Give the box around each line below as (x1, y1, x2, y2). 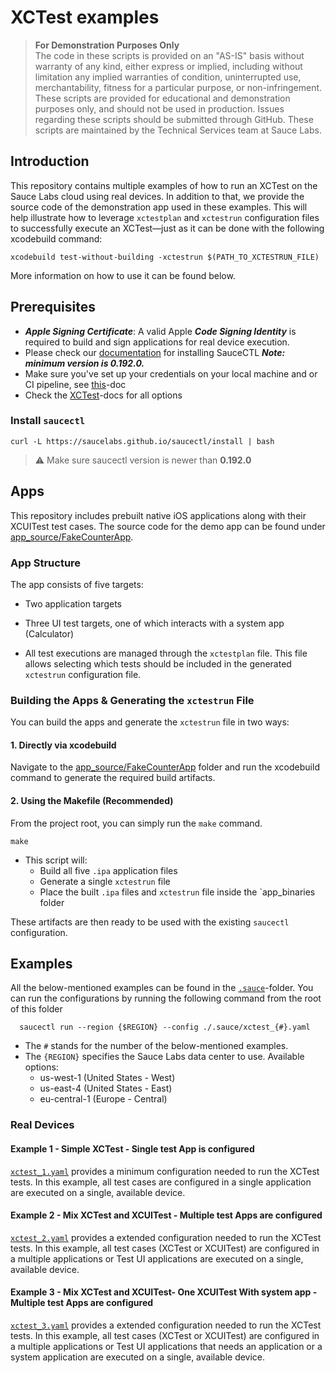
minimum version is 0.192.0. (24, 357, 145, 369)
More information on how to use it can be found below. (10, 269, 236, 281)
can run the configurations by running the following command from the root (10, 992, 322, 1005)
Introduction (10, 153, 90, 170)
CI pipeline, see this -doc (24, 378, 127, 390)
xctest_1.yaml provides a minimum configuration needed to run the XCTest (10, 1165, 320, 1177)
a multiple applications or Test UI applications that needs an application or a (10, 1341, 323, 1353)
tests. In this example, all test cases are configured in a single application (10, 1176, 312, 1188)
